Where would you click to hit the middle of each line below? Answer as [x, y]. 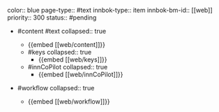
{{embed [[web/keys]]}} [73, 59]
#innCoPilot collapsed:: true [68, 67]
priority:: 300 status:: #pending [52, 17]
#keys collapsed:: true [60, 52]
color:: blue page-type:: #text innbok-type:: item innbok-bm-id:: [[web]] [110, 10]
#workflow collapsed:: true [56, 88]
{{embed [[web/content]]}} [67, 44]
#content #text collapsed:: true [62, 31]
